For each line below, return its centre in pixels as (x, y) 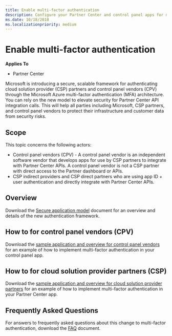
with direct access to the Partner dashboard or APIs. (68, 171)
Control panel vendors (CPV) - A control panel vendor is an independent (89, 155)
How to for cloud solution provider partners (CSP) (86, 271)
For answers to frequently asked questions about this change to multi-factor (86, 323)
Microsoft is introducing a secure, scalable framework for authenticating (81, 84)
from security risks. (26, 116)
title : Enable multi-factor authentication (52, 10)
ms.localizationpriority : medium (41, 24)
